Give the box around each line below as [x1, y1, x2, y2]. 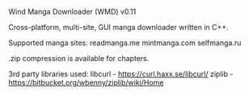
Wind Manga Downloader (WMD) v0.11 [8, 7, 137, 16]
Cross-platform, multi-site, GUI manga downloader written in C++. [8, 23, 229, 31]
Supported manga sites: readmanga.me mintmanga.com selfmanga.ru [8, 38, 242, 47]
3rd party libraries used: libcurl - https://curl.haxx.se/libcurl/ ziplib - [8, 69, 234, 79]
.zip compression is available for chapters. [8, 54, 150, 63]
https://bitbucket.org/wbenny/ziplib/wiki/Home [8, 78, 164, 87]
